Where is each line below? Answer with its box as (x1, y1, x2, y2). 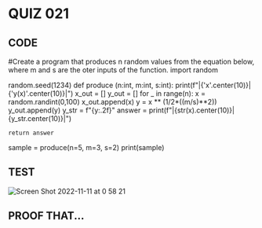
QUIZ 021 (8, 5, 69, 23)
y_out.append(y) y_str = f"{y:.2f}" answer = (8, 105, 147, 115)
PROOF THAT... (8, 209, 85, 222)
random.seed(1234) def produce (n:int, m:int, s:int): (8, 80, 174, 90)
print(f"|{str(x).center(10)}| (148, 105, 235, 115)
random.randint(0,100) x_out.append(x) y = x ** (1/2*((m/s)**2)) (8, 97, 217, 106)
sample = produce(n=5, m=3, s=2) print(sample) (8, 143, 165, 152)
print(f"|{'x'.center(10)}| (175, 80, 251, 90)
